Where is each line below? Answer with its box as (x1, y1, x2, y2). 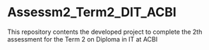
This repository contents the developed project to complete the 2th (7, 27, 203, 36)
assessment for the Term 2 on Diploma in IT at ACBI (7, 35, 157, 43)
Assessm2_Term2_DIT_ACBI (7, 4, 177, 20)
